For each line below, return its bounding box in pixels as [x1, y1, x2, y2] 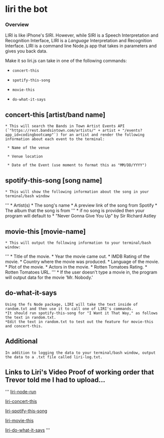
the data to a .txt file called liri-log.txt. [5, 354, 103, 360]
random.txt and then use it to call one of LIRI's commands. [5, 306, 134, 311]
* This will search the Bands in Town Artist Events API [5, 124, 125, 129]
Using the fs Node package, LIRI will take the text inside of [5, 302, 138, 307]
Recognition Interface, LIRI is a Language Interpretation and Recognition [5, 38, 152, 44]
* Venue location [7, 154, 43, 159]
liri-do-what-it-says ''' [5, 427, 50, 433]
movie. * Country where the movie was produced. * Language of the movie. [5, 259, 160, 265]
